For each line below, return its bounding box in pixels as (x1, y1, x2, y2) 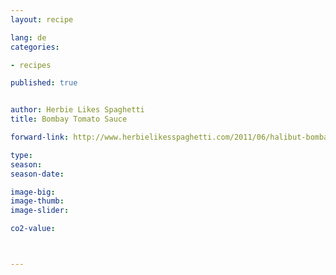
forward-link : (10, 132, 70, 142)
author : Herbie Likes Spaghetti (10, 105, 145, 115)
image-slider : (10, 206, 70, 216)
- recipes (10, 60, 52, 70)
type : (10, 150, 33, 160)
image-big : (10, 187, 56, 197)
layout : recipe (10, 14, 74, 25)
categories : (10, 42, 60, 52)
